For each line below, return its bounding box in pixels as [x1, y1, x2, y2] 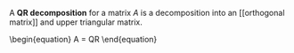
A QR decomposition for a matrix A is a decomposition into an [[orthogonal [9, 8, 285, 18]
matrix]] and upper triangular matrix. [9, 17, 143, 27]
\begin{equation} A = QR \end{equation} [9, 34, 158, 44]
